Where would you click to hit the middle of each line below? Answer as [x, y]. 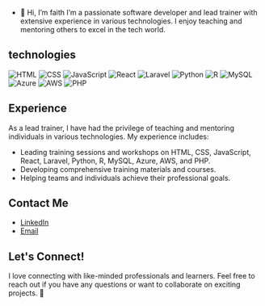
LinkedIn [34, 223]
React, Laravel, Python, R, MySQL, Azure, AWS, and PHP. [115, 161]
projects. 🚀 [26, 293]
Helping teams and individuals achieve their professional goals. [125, 178]
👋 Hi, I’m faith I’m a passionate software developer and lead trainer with [139, 13]
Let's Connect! [46, 256]
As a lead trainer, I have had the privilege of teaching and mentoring [121, 128]
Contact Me [38, 203]
